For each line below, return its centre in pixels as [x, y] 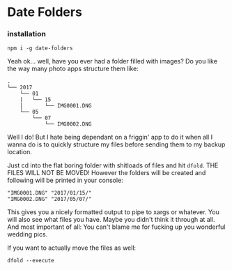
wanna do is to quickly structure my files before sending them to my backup [116, 144]
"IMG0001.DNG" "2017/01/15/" [49, 193]
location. [20, 152]
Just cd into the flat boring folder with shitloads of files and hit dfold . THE [113, 165]
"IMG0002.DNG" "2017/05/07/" [49, 200]
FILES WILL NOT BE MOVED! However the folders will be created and [107, 173]
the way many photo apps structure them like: [73, 69]
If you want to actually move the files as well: [72, 248]
